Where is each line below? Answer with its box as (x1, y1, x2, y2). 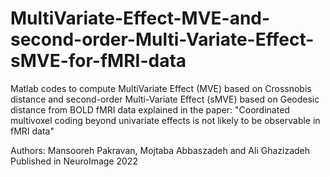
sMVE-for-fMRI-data (10, 50, 187, 72)
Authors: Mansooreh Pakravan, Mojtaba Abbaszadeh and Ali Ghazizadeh (10, 144, 311, 156)
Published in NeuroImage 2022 (10, 155, 138, 167)
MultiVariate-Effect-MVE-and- (10, 7, 271, 30)
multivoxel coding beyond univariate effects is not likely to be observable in (10, 114, 321, 126)
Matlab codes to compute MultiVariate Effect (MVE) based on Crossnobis (10, 82, 312, 94)
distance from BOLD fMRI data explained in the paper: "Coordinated (10, 103, 290, 116)
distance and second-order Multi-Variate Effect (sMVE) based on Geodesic (10, 93, 320, 105)
